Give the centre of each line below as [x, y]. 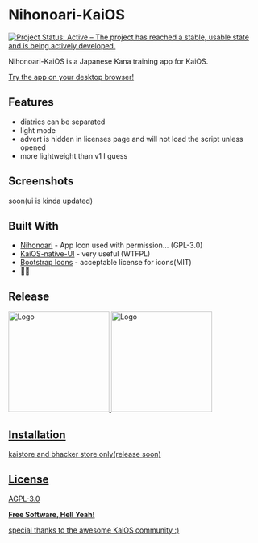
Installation [37, 435]
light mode [38, 130]
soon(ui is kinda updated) [51, 201]
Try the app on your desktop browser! [71, 77]
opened [33, 147]
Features [31, 102]
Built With [33, 226]
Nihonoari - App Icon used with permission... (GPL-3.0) [111, 245]
